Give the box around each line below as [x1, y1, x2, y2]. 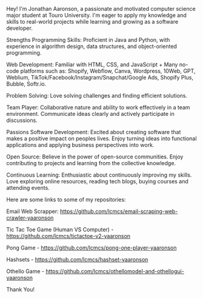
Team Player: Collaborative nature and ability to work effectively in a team [6, 104, 190, 111]
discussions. [6, 117, 38, 124]
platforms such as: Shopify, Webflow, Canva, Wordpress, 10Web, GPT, [20, 67, 196, 75]
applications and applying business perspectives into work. [6, 141, 155, 148]
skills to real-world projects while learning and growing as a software [6, 18, 179, 25]
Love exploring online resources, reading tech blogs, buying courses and [6, 178, 189, 185]
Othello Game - [6, 268, 44, 275]
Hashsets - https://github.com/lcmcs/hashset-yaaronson [6, 256, 148, 263]
